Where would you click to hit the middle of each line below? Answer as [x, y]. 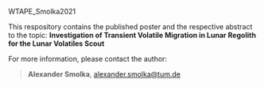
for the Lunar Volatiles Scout [56, 43]
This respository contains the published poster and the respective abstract [130, 26]
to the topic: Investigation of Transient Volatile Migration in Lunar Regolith [132, 35]
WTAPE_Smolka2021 [42, 11]
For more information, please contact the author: [88, 59]
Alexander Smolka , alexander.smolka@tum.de [104, 74]
